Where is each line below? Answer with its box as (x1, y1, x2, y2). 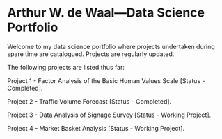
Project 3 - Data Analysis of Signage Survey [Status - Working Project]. (7, 111, 212, 119)
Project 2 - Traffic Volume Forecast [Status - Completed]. (7, 97, 172, 105)
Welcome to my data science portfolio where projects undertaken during (7, 42, 216, 50)
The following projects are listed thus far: (7, 63, 125, 71)
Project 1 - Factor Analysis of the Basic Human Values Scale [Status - (7, 76, 205, 84)
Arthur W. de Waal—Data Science (7, 5, 205, 21)
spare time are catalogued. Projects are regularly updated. (7, 50, 175, 58)
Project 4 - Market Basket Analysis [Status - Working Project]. (7, 124, 185, 132)
